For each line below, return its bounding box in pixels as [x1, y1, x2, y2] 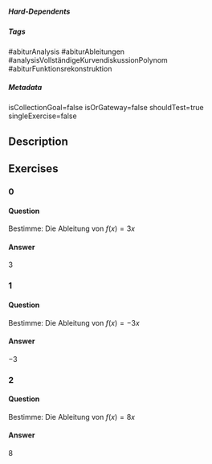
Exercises [8, 162, 59, 176]
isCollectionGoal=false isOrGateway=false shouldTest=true [8, 103, 204, 113]
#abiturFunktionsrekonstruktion [8, 64, 112, 74]
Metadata [8, 82, 43, 92]
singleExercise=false [8, 111, 78, 121]
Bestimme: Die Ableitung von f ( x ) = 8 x [8, 412, 136, 421]
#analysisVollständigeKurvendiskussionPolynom [8, 55, 169, 65]
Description [8, 134, 68, 148]
